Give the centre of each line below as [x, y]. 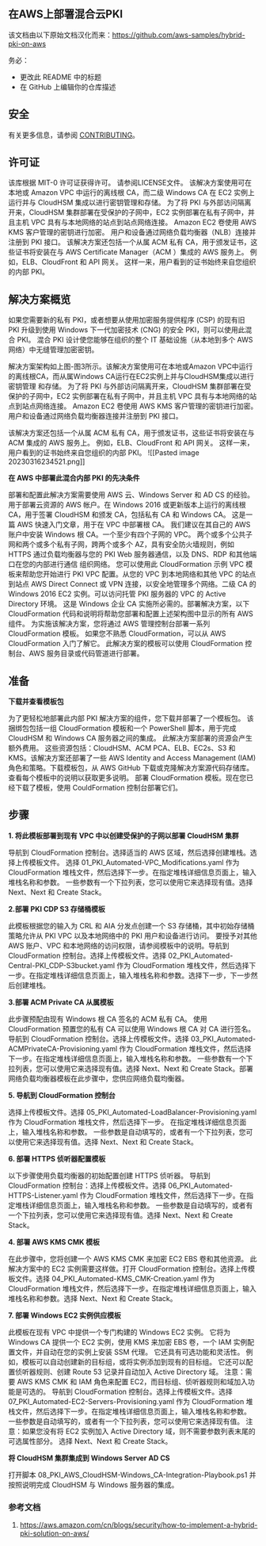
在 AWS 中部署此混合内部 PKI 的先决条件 [74, 478]
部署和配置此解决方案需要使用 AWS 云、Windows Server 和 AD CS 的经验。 [131, 495]
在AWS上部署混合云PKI [66, 14]
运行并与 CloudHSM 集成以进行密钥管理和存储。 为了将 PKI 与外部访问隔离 [130, 203]
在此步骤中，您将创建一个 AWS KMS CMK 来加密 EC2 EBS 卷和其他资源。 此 [133, 1258]
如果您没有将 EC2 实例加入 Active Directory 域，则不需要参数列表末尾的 [139, 1431]
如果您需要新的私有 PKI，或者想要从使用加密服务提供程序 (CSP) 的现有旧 [127, 320]
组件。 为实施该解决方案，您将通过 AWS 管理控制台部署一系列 [109, 624]
